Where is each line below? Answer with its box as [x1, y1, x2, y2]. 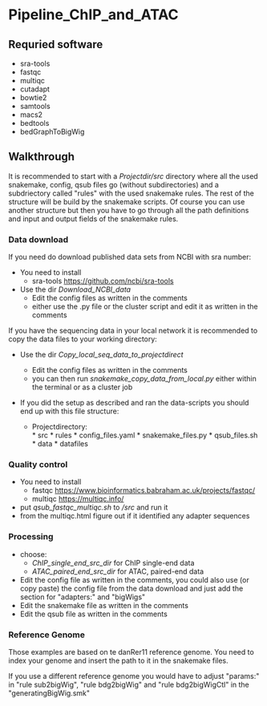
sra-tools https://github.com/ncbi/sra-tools [31, 276, 174, 286]
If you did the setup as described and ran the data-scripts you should [19, 398, 249, 408]
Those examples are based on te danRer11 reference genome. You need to [8, 648, 254, 656]
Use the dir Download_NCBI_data [19, 284, 131, 294]
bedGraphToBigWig [19, 127, 85, 136]
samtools [19, 102, 51, 111]
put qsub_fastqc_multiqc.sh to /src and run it [19, 502, 168, 512]
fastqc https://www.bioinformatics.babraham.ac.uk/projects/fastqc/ [31, 486, 256, 495]
